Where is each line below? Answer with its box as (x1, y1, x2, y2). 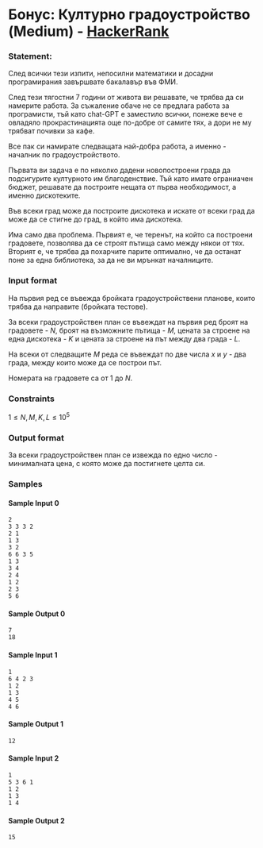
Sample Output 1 (8, 719, 63, 729)
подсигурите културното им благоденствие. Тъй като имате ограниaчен (8, 174, 253, 183)
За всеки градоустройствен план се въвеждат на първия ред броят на (8, 317, 249, 326)
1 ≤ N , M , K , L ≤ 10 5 (8, 411, 70, 422)
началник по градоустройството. (8, 150, 120, 160)
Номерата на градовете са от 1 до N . (8, 373, 133, 383)
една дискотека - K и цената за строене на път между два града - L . (8, 333, 241, 343)
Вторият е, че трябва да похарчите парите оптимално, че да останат (8, 247, 242, 256)
